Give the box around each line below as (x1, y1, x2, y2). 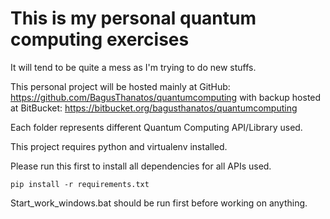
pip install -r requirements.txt (10, 179, 150, 189)
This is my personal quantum (10, 7, 257, 30)
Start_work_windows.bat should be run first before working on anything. (10, 197, 308, 209)
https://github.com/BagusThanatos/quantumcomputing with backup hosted (10, 91, 322, 103)
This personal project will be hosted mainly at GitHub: (10, 80, 231, 92)
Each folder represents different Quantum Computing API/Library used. (10, 121, 303, 133)
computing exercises (10, 28, 190, 51)
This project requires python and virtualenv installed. (10, 140, 228, 152)
